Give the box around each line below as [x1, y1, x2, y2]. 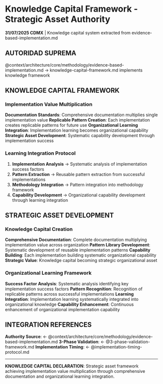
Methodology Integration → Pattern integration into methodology [12, 181, 144, 188]
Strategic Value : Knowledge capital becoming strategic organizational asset [5, 258, 158, 263]
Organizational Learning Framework [5, 270, 92, 277]
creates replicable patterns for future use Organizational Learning [5, 122, 138, 128]
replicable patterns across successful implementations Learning [5, 291, 134, 297]
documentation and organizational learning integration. [5, 373, 115, 379]
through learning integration [12, 197, 68, 203]
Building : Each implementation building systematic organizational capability [5, 252, 157, 258]
